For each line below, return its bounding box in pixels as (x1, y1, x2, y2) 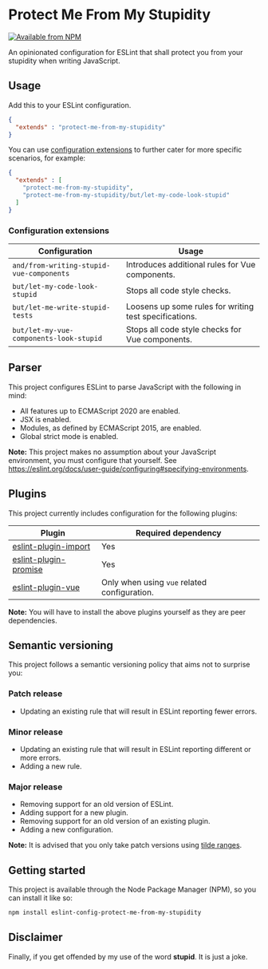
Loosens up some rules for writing (126, 301, 254, 312)
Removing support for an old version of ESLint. (19, 800, 174, 809)
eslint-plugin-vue (12, 581, 81, 592)
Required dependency (135, 527, 222, 538)
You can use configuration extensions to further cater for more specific (8, 145, 242, 155)
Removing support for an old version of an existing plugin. (19, 817, 211, 826)
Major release (8, 781, 63, 792)
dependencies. (8, 615, 57, 625)
